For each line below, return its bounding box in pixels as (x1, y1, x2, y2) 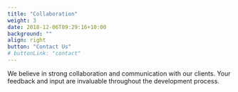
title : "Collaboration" (7, 10, 78, 18)
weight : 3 (7, 17, 37, 24)
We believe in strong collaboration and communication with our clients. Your (7, 69, 231, 78)
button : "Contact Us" (7, 43, 72, 50)
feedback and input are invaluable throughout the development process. (7, 76, 219, 85)
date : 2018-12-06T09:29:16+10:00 (7, 23, 107, 30)
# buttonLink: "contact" (7, 50, 81, 57)
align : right (7, 37, 46, 44)
